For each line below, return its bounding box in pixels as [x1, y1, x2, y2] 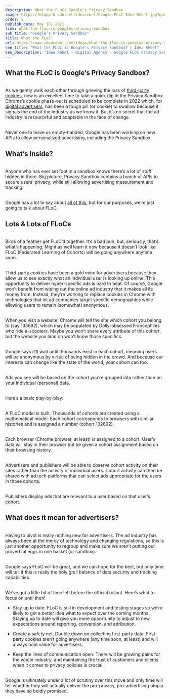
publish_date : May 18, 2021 [5, 21, 65, 27]
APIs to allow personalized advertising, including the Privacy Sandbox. [5, 135, 152, 141]
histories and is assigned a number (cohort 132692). [5, 421, 114, 427]
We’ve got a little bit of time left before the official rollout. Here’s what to [5, 589, 155, 595]
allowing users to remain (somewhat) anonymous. [5, 302, 109, 308]
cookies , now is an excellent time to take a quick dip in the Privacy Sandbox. [5, 93, 164, 99]
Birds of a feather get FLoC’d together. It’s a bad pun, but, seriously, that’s [5, 238, 159, 244]
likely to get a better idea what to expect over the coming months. [12, 610, 150, 616]
